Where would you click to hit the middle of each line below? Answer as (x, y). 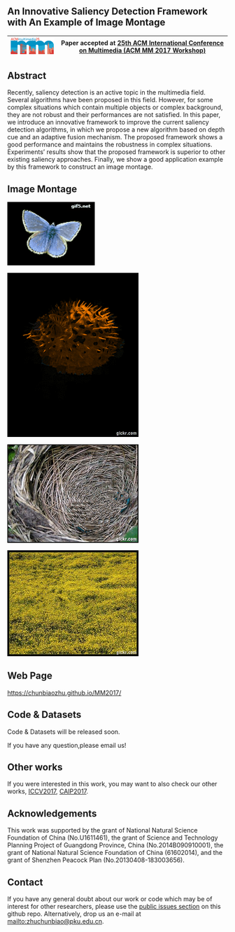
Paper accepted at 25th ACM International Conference (142, 43)
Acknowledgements (52, 813)
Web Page (30, 676)
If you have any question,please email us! (67, 745)
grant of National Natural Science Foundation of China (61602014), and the (115, 853)
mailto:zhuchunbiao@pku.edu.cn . (56, 921)
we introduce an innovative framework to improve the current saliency (108, 123)
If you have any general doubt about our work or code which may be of (110, 899)
